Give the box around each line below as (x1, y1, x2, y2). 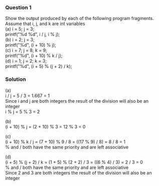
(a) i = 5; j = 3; (5, 26, 35, 32)
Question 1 (5, 4, 32, 11)
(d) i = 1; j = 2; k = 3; (5, 58, 47, 64)
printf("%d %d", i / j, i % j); (5, 32, 60, 38)
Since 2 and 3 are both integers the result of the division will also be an (5, 169, 152, 175)
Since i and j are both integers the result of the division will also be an (5, 98, 149, 104)
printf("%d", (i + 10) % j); (5, 42, 56, 48)
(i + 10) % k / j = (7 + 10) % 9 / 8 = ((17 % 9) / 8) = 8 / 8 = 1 (5, 138, 125, 144)
